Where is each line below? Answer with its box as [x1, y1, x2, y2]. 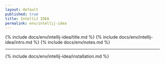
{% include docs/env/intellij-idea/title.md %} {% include [5, 34, 118, 40]
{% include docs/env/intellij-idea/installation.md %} [5, 53, 110, 59]
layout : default [5, 7, 38, 12]
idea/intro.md [5, 40, 32, 45]
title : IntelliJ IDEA [5, 16, 50, 21]
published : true [5, 12, 38, 17]
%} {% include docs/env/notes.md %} [33, 40, 110, 45]
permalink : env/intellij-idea [5, 21, 67, 26]
